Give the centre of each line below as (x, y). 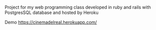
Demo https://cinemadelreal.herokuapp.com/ (51, 22)
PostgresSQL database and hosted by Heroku (52, 12)
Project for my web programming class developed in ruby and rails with (78, 7)
